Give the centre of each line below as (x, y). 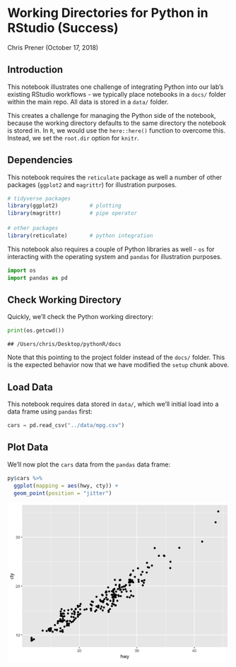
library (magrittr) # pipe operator (72, 213)
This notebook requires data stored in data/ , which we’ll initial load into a (113, 404)
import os (22, 270)
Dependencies (40, 160)
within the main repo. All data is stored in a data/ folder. (88, 102)
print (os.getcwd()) (36, 331)
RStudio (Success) (63, 28)
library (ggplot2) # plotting (64, 206)
